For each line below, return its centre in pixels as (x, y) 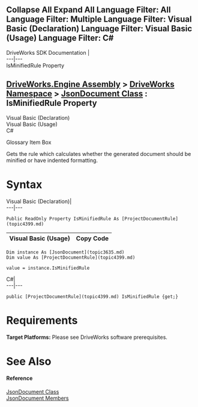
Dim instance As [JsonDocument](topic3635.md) (65, 252)
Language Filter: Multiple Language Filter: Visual (99, 20)
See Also (29, 361)
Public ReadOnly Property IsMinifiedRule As (63, 219)
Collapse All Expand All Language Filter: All (88, 10)
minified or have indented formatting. (52, 160)
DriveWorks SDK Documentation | (48, 52)
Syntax (24, 185)
